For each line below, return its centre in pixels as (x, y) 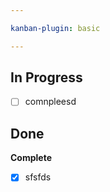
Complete (31, 158)
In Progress (46, 77)
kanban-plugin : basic (55, 28)
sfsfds (38, 177)
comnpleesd (50, 102)
